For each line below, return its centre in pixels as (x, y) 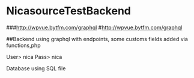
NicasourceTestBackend (68, 11)
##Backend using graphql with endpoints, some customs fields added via (97, 39)
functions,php (23, 45)
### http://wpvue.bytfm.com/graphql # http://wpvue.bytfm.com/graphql (94, 27)
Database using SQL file (36, 68)
